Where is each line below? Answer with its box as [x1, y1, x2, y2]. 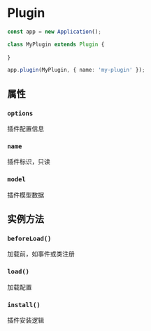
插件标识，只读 [7, 157, 50, 166]
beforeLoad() [7, 234, 52, 242]
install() [7, 301, 41, 309]
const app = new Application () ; [7, 28, 101, 35]
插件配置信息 [7, 124, 44, 133]
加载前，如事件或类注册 [7, 249, 75, 258]
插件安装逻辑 [7, 316, 44, 324]
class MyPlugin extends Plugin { [7, 41, 105, 48]
